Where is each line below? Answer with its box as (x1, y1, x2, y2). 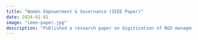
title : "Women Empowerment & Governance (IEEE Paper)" (6, 8, 144, 15)
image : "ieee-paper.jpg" (6, 19, 67, 25)
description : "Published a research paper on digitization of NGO (6, 25, 173, 31)
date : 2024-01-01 (6, 14, 49, 20)
